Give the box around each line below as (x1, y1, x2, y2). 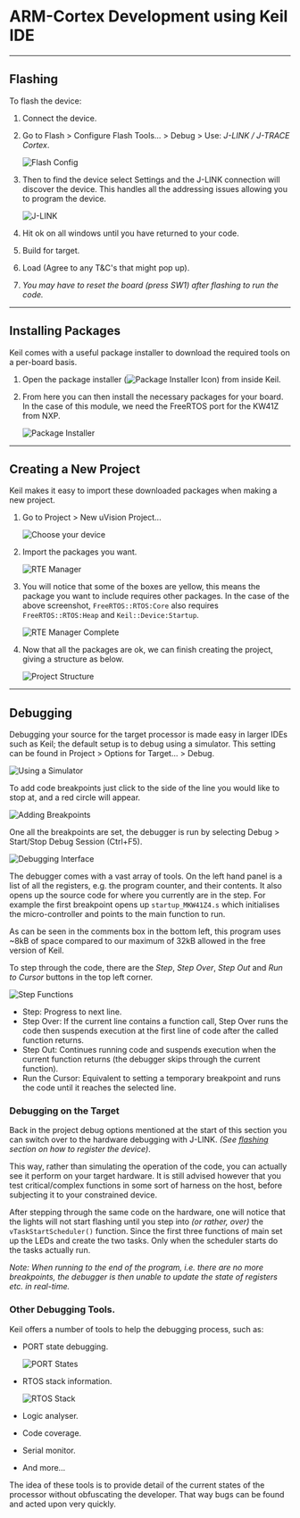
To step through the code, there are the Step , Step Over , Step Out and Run (9, 963, 283, 973)
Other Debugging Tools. (9, 1304, 116, 1316)
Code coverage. (21, 1427, 82, 1439)
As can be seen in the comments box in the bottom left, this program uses (9, 926, 281, 937)
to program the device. (21, 193, 107, 204)
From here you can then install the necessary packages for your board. (21, 391, 284, 402)
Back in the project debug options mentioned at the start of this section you (9, 1125, 287, 1136)
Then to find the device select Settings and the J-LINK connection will (21, 174, 280, 185)
